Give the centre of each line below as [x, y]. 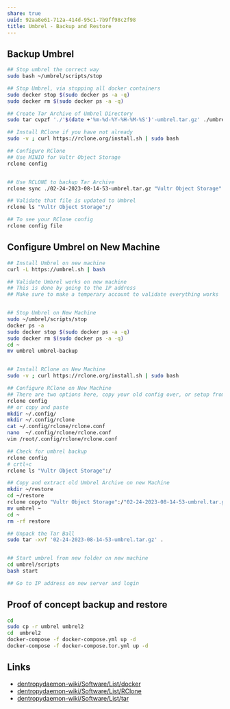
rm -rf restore [29, 521]
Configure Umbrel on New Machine [84, 247]
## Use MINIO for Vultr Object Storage [64, 157]
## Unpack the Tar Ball [41, 534]
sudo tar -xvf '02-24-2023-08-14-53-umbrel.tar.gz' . [86, 540]
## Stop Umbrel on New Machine [52, 313]
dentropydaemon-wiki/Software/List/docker [79, 684]
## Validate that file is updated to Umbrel [72, 201]
